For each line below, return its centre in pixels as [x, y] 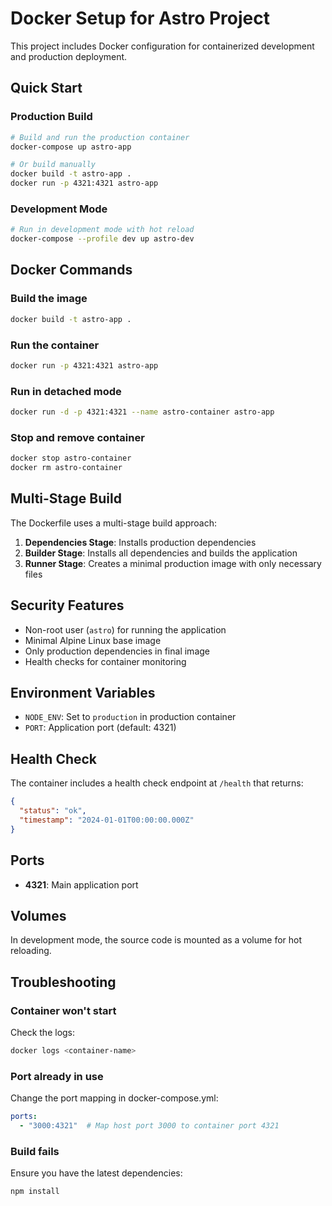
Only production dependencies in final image [117, 651]
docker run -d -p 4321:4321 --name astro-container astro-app [142, 412]
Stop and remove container [77, 437]
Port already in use [57, 1076]
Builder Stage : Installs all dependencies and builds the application [161, 553]
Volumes [38, 915]
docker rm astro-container [66, 468]
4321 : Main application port [81, 884]
